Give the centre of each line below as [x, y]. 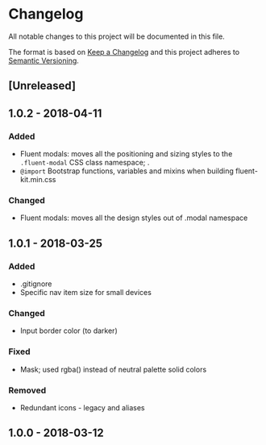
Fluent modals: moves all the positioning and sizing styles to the [126, 154]
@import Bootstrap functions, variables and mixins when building [127, 171]
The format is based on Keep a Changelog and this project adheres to [124, 52]
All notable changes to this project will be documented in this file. [117, 36]
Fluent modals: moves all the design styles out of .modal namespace [134, 218]
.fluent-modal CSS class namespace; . [85, 163]
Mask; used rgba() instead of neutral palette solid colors [113, 369]
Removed [27, 390]
